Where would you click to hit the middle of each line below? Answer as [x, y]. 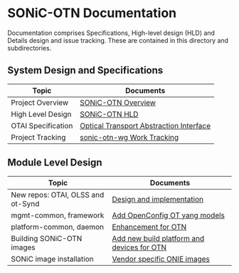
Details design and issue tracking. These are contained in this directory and [118, 40]
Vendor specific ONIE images [161, 259]
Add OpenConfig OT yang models [169, 215]
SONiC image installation [52, 259]
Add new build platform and [158, 238]
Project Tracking [38, 137]
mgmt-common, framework [58, 215]
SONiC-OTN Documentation [92, 13]
